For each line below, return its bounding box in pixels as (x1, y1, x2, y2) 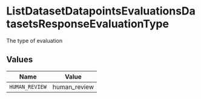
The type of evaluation (6, 37, 63, 44)
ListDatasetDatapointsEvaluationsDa (6, 4, 196, 18)
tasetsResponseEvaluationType (6, 17, 170, 31)
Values (6, 54, 33, 65)
